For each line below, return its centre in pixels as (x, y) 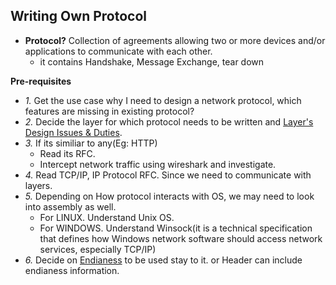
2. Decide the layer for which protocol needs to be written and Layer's (169, 121)
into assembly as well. (70, 206)
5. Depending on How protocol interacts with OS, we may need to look (169, 196)
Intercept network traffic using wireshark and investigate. (158, 164)
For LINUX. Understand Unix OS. (107, 217)
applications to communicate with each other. (118, 51)
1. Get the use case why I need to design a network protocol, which (163, 100)
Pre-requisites (41, 81)
